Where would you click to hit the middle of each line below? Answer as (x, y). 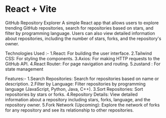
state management (24, 69)
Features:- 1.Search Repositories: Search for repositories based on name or (82, 79)
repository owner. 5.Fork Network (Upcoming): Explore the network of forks (83, 105)
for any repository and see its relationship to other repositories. (69, 110)
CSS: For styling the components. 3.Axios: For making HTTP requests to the (83, 58)
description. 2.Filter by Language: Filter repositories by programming (76, 84)
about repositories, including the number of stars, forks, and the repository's (83, 39)
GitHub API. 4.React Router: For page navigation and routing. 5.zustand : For (83, 64)
